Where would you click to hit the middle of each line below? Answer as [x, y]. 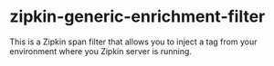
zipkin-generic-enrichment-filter [137, 17]
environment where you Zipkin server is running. [100, 51]
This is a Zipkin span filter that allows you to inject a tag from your [133, 42]
